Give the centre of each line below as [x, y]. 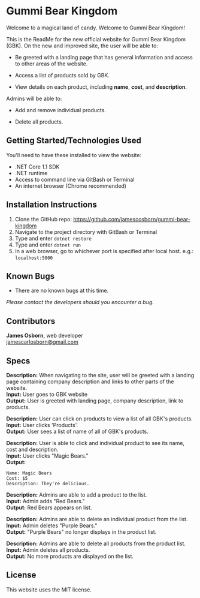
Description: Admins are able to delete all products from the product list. [96, 543]
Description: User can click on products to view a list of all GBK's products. [99, 419]
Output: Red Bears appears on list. [49, 507]
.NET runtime [31, 173]
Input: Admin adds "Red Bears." [46, 501]
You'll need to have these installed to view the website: [74, 155]
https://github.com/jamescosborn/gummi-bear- [131, 219]
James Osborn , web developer [45, 336]
